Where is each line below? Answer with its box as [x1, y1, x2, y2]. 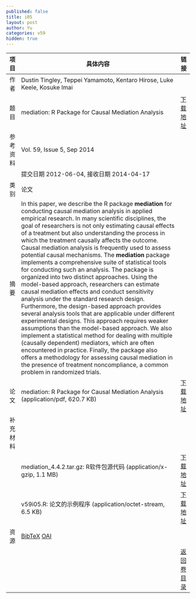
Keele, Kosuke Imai [21, 83, 73, 91]
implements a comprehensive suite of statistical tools [21, 258, 167, 266]
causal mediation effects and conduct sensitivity [21, 287, 154, 296]
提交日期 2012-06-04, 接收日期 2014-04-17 [21, 170, 150, 178]
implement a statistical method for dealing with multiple [21, 331, 173, 340]
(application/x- [126, 463, 168, 471]
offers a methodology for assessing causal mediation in [21, 354, 173, 361]
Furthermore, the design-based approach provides [21, 302, 162, 310]
